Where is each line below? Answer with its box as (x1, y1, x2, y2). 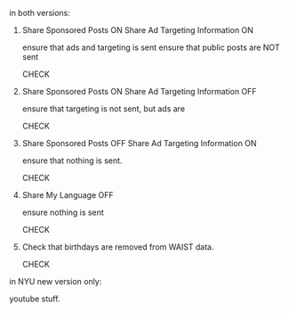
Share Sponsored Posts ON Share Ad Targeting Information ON (21, 25, 253, 35)
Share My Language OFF (21, 190, 114, 200)
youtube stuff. (9, 293, 60, 304)
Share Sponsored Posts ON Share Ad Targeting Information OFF (21, 86, 257, 96)
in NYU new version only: (9, 276, 102, 286)
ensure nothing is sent (21, 207, 104, 218)
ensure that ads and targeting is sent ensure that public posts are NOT (21, 42, 280, 53)
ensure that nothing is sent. (21, 155, 123, 166)
